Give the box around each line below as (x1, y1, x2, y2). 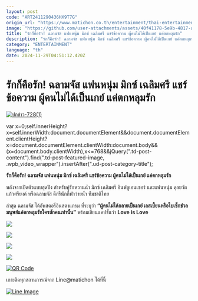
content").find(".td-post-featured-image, (6, 154, 105, 161)
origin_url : (6, 19, 35, 25)
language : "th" (6, 47, 44, 53)
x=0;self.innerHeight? (15, 122, 68, 130)
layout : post (6, 8, 38, 15)
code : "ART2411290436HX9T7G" (6, 14, 78, 20)
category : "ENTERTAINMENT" (6, 42, 72, 48)
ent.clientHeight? (6, 135, 48, 142)
